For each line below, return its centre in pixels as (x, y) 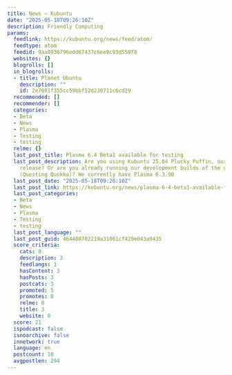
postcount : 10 (33, 355)
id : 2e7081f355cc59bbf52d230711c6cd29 (75, 91)
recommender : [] (37, 104)
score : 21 (27, 322)
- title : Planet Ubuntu (47, 78)
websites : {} (32, 59)
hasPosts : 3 (37, 277)
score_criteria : (37, 245)
